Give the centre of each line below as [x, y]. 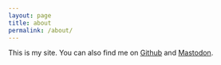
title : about [30, 23]
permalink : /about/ [41, 30]
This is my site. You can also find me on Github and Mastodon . [111, 53]
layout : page [30, 15]
